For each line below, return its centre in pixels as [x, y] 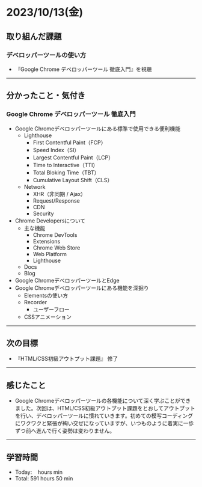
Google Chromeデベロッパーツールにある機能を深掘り [82, 288]
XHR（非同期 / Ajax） [59, 194]
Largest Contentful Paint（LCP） [73, 158]
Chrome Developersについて [50, 221]
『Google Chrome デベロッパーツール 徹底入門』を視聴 [83, 69]
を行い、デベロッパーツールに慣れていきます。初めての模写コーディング [104, 416]
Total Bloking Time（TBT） [66, 173]
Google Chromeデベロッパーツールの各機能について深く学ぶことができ [103, 401]
